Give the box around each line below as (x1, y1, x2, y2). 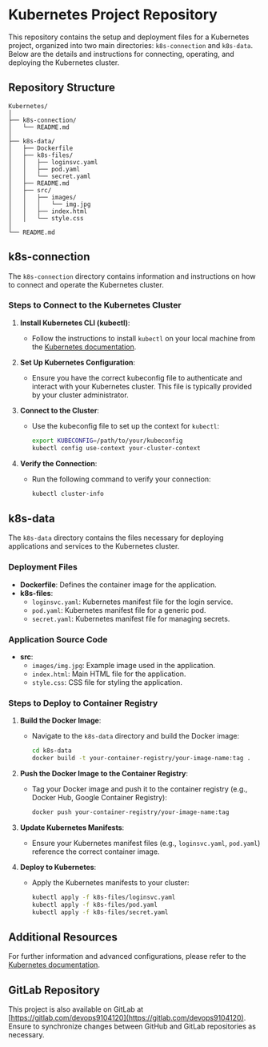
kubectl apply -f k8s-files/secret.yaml (31, 908, 169, 916)
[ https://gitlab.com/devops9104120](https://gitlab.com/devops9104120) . (8, 1013, 246, 1023)
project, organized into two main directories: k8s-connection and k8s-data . (8, 40, 254, 50)
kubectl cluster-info (31, 489, 104, 497)
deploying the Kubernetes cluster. (8, 58, 120, 67)
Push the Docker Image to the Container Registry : (19, 768, 189, 778)
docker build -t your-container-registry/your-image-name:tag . (31, 755, 251, 763)
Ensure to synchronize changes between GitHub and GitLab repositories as (8, 1021, 256, 1031)
